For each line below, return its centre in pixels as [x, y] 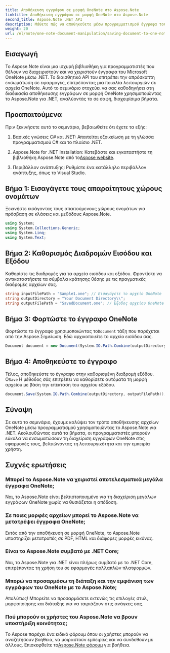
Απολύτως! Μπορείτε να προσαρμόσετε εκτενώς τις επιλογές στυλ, [77, 598]
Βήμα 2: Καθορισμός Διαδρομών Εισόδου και [78, 254]
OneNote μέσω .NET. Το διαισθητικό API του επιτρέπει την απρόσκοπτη [80, 77]
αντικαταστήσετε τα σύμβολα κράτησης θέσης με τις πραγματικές [76, 279]
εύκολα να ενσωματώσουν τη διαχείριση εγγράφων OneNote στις [75, 438]
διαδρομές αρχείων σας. [31, 284]
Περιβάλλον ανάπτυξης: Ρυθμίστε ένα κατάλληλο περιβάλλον [79, 167]
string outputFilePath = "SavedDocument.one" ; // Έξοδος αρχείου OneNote [85, 303]
